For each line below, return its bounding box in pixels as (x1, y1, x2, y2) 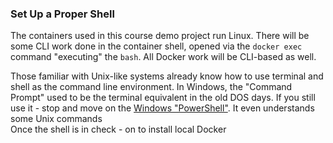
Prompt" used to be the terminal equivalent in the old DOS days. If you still (10, 92, 316, 104)
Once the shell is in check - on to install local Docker (10, 123, 227, 136)
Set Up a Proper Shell (10, 7, 115, 21)
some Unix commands (10, 113, 103, 125)
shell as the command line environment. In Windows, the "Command (10, 81, 293, 93)
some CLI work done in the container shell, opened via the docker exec (10, 40, 303, 52)
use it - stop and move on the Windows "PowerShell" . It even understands (10, 102, 315, 114)
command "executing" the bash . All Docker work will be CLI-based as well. (10, 51, 317, 63)
